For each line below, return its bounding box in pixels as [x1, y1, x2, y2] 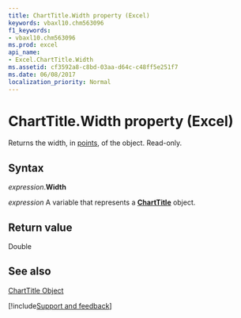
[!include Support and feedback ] [8, 301, 112, 310]
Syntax [8, 161, 44, 174]
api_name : [8, 48, 41, 56]
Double [8, 242, 32, 251]
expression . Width [8, 182, 67, 192]
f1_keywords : [8, 26, 51, 34]
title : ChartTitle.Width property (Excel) [8, 11, 150, 20]
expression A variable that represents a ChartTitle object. [8, 197, 196, 207]
